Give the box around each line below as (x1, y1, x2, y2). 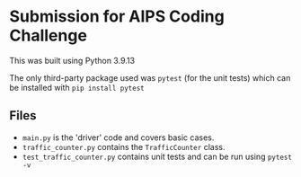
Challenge (9, 25, 88, 46)
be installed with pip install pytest (9, 82, 146, 93)
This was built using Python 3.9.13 (9, 55, 136, 66)
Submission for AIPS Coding (9, 6, 225, 27)
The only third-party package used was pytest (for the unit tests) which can (9, 72, 291, 83)
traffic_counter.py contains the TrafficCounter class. (22, 141, 226, 152)
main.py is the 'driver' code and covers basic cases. (22, 132, 215, 143)
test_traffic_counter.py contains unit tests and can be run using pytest (22, 151, 292, 162)
